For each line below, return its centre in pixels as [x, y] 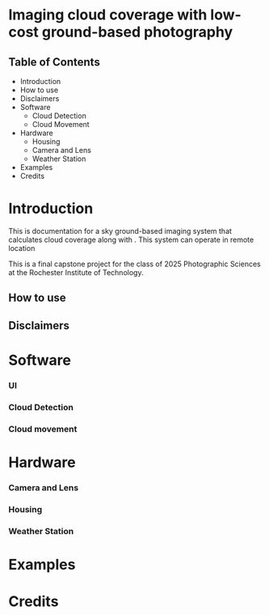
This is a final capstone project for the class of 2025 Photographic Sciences [134, 264]
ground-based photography [137, 32]
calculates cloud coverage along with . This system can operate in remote [131, 240]
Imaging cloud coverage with [108, 15]
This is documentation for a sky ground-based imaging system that [120, 231]
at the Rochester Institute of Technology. [76, 272]
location [22, 248]
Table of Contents [55, 62]
